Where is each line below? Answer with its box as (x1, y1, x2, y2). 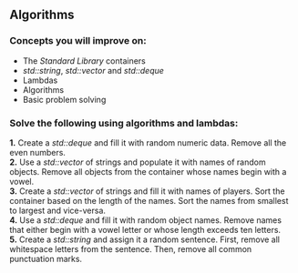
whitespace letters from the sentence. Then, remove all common (9, 243, 252, 254)
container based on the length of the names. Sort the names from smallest (9, 195, 289, 206)
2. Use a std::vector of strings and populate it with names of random (9, 157, 266, 167)
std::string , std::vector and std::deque (22, 65, 164, 76)
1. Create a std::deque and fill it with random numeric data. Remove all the (9, 136, 287, 148)
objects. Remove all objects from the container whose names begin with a (9, 166, 287, 177)
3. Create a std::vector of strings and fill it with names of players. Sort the (9, 186, 285, 197)
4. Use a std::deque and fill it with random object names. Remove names (9, 214, 283, 226)
